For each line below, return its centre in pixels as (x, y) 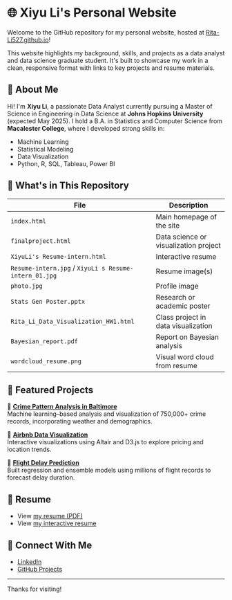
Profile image (177, 286)
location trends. (29, 449)
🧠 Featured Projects (50, 390)
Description (188, 205)
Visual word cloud (185, 356)
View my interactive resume (57, 523)
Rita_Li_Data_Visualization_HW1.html (72, 321)
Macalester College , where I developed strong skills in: (86, 128)
